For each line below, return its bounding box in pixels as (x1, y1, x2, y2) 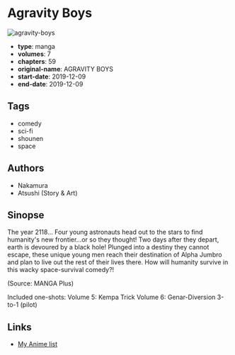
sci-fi (17, 126, 33, 135)
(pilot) (20, 300, 38, 309)
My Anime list (17, 340, 58, 349)
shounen (17, 134, 44, 142)
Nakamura (17, 181, 48, 189)
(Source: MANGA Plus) (7, 279, 74, 288)
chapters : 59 (17, 57, 57, 65)
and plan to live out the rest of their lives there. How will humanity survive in (7, 258, 229, 266)
